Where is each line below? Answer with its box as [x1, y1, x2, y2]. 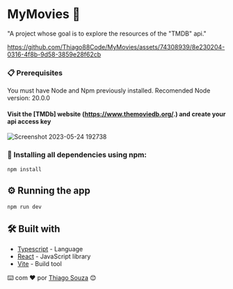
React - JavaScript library [17, 252, 91, 260]
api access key [7, 117, 51, 125]
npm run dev [7, 203, 42, 210]
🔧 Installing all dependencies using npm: [7, 150, 147, 159]
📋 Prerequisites [7, 68, 63, 77]
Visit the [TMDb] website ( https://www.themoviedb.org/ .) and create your [7, 109, 226, 118]
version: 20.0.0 [7, 94, 51, 102]
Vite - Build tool [17, 260, 63, 268]
